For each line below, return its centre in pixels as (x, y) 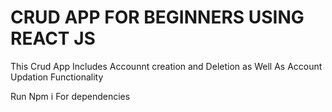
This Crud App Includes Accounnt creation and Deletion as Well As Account (166, 66)
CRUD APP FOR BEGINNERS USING (157, 17)
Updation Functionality (57, 77)
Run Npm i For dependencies (70, 96)
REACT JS (53, 38)
